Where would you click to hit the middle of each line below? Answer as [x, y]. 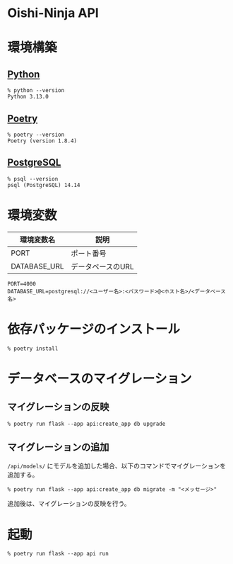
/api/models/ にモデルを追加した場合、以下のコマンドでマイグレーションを [117, 466]
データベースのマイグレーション [100, 379]
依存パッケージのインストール [94, 329]
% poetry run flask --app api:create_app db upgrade [86, 424]
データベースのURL [102, 266]
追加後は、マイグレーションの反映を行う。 [69, 503]
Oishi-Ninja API [53, 13]
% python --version [36, 91]
